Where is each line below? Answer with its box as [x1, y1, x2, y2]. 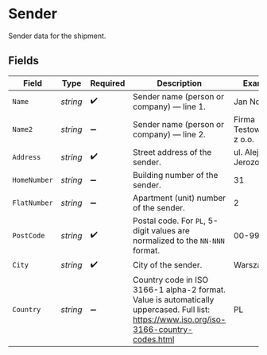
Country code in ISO [132, 274, 209, 285]
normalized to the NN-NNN [132, 235, 225, 246]
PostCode [12, 231, 45, 240]
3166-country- [132, 323, 193, 334]
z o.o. [233, 133, 254, 145]
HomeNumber [12, 176, 53, 184]
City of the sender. [132, 260, 203, 271]
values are [150, 225, 191, 236]
